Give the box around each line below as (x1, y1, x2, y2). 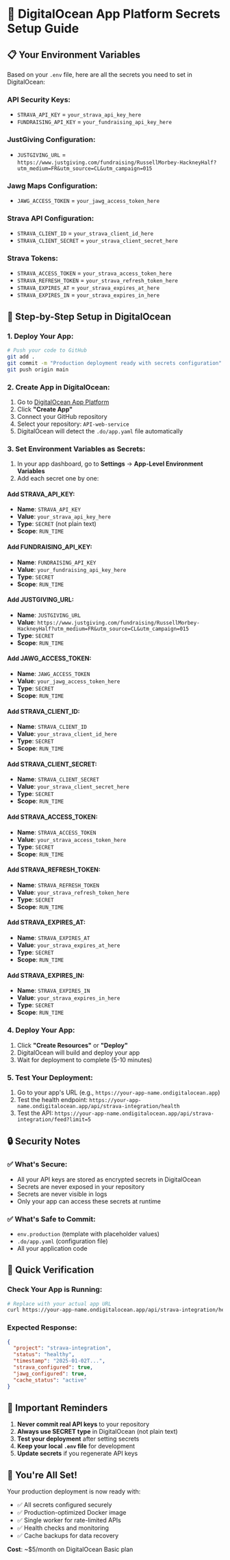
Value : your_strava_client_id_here (16, 730, 118, 738)
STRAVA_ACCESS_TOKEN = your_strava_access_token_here (16, 269, 172, 277)
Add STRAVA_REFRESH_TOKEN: (7, 865, 101, 874)
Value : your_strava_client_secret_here (16, 782, 130, 791)
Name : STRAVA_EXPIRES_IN (16, 987, 90, 995)
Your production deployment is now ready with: (7, 1487, 141, 1496)
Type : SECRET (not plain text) (16, 520, 97, 528)
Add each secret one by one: (16, 475, 99, 483)
